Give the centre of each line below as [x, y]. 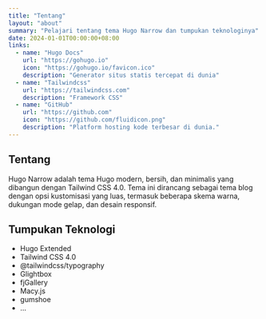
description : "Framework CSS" [73, 98]
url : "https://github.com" [67, 113]
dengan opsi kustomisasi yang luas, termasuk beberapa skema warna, [124, 196]
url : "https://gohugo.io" [66, 61]
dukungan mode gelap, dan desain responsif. [83, 204]
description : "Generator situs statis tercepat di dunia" [121, 75]
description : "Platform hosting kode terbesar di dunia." [121, 127]
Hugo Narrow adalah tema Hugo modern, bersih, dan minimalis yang [121, 179]
